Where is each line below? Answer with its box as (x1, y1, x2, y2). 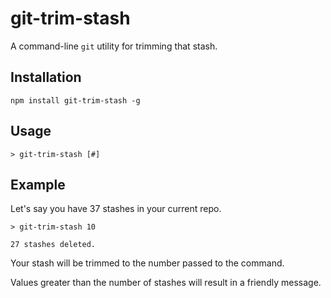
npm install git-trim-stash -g (10, 95, 141, 106)
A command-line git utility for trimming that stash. (10, 40, 218, 52)
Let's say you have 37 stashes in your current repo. (10, 203, 222, 215)
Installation (10, 69, 82, 86)
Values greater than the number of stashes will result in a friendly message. (10, 277, 322, 289)
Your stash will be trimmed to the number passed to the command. (10, 257, 285, 269)
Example (10, 176, 66, 193)
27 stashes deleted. (10, 240, 97, 250)
